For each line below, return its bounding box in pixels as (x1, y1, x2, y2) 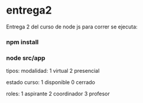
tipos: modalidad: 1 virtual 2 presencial (6, 67, 100, 75)
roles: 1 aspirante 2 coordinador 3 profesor (6, 90, 110, 98)
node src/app (6, 54, 45, 62)
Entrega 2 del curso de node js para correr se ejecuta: (6, 23, 138, 30)
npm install (6, 38, 39, 46)
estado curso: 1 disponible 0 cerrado (6, 79, 96, 86)
